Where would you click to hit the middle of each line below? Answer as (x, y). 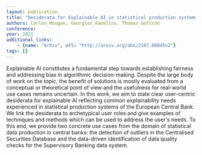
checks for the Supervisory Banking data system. (67, 145)
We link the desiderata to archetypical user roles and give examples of (93, 113)
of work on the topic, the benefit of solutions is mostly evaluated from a (95, 81)
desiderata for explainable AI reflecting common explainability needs (91, 100)
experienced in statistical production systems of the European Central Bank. (100, 107)
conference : (21, 29)
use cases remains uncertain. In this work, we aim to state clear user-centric (101, 93)
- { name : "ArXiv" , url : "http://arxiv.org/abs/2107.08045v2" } (96, 46)
